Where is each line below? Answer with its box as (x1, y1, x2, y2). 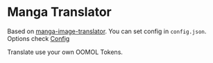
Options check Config (7, 34, 70, 42)
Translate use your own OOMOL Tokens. (7, 48, 123, 56)
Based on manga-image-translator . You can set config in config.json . (7, 27, 207, 35)
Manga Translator (7, 4, 112, 20)
